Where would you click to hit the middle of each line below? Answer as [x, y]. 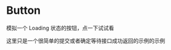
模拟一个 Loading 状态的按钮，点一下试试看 [60, 28]
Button [24, 11]
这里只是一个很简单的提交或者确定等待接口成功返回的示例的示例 [85, 40]
